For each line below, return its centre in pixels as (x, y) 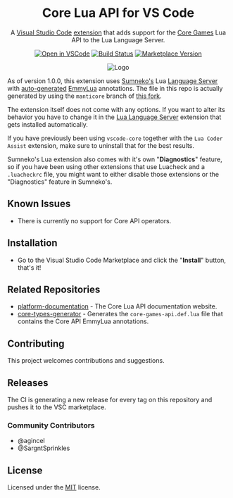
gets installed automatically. (48, 124)
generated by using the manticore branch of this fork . (84, 96)
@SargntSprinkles (44, 448)
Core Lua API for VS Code (118, 13)
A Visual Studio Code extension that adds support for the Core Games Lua (118, 32)
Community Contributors (51, 425)
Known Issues (39, 204)
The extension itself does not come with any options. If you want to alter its (116, 109)
